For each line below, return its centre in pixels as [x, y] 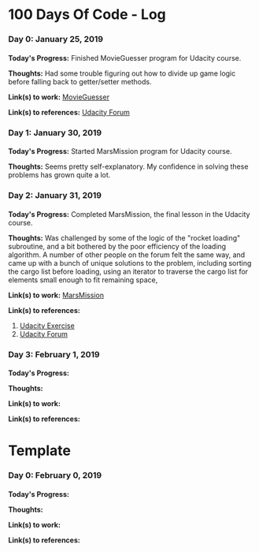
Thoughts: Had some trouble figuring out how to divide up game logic [122, 73]
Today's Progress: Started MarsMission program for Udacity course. [120, 151]
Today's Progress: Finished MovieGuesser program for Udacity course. [125, 58]
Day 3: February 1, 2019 [54, 354]
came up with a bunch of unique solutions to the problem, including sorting [130, 263]
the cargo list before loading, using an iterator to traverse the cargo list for [128, 271]
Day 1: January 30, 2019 [55, 132]
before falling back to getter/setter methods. [80, 81]
